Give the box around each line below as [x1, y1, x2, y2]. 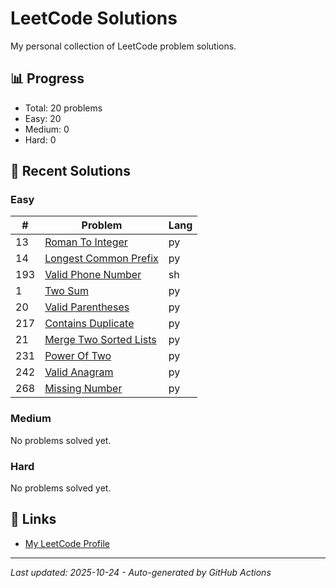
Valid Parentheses [44, 300, 130, 314]
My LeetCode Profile [24, 537, 110, 549]
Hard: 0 [24, 133, 57, 146]
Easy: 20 [24, 112, 62, 124]
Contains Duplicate [44, 317, 135, 331]
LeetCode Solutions [10, 7, 178, 30]
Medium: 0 [24, 123, 70, 135]
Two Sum [44, 284, 89, 298]
